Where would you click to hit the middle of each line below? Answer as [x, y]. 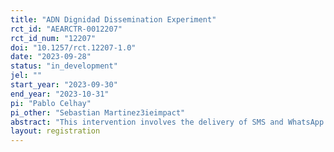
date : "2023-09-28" [51, 57]
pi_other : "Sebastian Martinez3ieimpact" [98, 112]
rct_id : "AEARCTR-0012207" [66, 29]
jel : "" [26, 76]
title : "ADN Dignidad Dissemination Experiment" [113, 19]
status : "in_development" [64, 66]
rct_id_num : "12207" [53, 38]
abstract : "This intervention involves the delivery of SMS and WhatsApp [167, 122]
